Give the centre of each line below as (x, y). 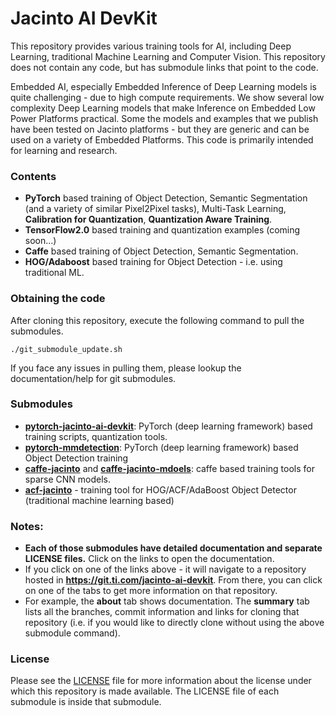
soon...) (40, 241)
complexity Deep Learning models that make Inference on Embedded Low (163, 108)
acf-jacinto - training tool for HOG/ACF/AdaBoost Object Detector (160, 489)
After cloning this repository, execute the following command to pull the (157, 320)
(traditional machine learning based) (99, 500)
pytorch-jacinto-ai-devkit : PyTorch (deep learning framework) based (168, 426)
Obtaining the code (58, 299)
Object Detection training (76, 458)
